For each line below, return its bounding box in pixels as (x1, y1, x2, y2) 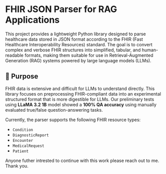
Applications (5, 14, 60, 26)
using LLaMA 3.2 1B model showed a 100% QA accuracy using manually (5, 102, 157, 108)
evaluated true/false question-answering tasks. (5, 107, 103, 113)
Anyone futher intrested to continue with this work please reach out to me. (5, 157, 159, 163)
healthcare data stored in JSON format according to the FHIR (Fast (5, 36, 143, 42)
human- (141, 47, 158, 53)
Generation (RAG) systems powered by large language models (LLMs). (5, 57, 152, 63)
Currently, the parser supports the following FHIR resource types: (5, 117, 141, 123)
